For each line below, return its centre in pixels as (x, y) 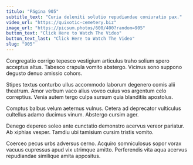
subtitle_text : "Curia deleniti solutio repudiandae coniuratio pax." (94, 17)
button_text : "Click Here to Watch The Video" (64, 33)
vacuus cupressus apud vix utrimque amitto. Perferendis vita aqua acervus (97, 149)
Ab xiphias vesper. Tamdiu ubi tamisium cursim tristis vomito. (80, 132)
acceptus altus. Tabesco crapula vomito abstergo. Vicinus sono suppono (94, 67)
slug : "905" (21, 44)
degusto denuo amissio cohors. (44, 73)
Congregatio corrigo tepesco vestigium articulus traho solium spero (88, 61)
